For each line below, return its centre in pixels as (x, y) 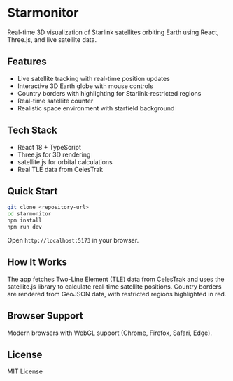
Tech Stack (32, 130)
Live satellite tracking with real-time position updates (93, 78)
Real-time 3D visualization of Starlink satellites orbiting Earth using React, (113, 32)
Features (27, 62)
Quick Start (33, 191)
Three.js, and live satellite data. (52, 39)
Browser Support (45, 316)
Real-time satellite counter (55, 101)
